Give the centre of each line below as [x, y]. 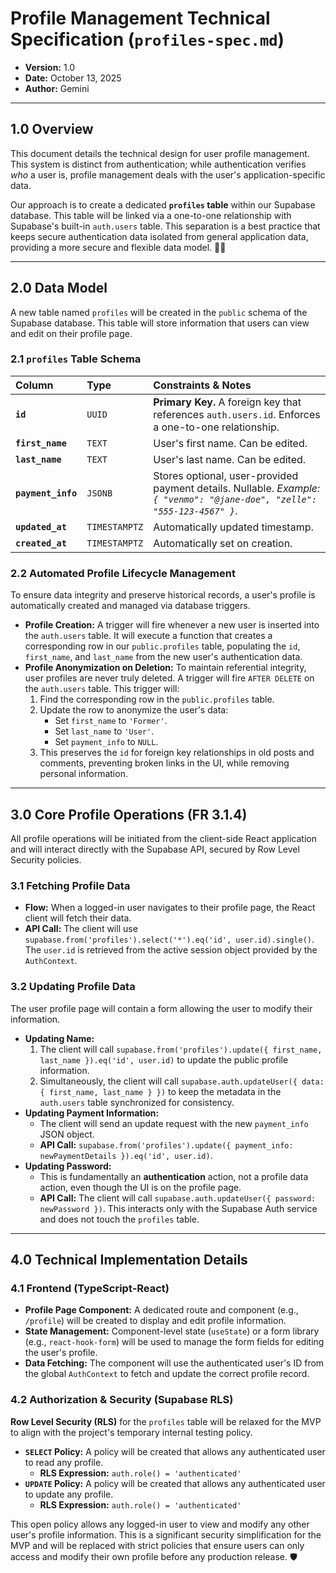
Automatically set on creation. [223, 543]
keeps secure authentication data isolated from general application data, [159, 236]
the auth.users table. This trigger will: [102, 689]
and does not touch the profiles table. [119, 1219]
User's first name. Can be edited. [230, 443]
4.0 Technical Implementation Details [129, 1259]
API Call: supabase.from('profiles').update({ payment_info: [166, 1144]
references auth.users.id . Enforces [237, 414]
